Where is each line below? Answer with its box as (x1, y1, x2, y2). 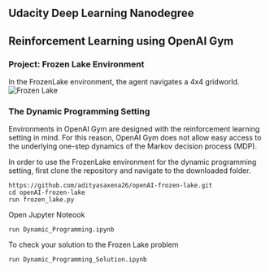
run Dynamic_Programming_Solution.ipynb (8, 256, 148, 264)
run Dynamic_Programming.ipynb (8, 226, 115, 234)
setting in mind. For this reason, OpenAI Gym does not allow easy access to (8, 133, 262, 143)
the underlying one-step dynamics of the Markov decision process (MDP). (8, 141, 258, 151)
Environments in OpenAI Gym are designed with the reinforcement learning (8, 124, 260, 134)
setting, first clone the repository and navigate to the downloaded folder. (8, 166, 251, 175)
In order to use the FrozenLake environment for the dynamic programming (8, 158, 257, 167)
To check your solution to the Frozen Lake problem (8, 240, 179, 250)
